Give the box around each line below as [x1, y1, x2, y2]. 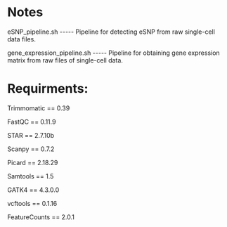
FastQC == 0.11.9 [7, 117, 56, 126]
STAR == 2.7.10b [7, 131, 55, 139]
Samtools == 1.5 [7, 171, 54, 180]
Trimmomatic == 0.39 [7, 103, 70, 112]
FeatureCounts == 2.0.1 [7, 212, 75, 221]
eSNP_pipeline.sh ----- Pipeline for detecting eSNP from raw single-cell [7, 27, 216, 36]
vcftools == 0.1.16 [7, 199, 58, 207]
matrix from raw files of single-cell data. [7, 56, 123, 64]
